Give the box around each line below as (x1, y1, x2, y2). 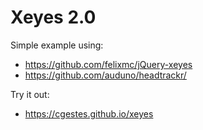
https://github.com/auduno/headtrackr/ (24, 69, 187, 81)
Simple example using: (10, 39, 104, 51)
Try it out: (10, 88, 50, 100)
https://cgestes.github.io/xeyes (24, 107, 154, 120)
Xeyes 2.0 (10, 6, 97, 29)
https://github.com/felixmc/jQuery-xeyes (24, 58, 193, 70)
